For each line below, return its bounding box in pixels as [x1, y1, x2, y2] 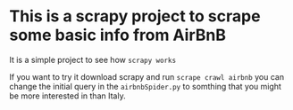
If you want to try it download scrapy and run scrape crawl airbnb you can [9, 71, 284, 82]
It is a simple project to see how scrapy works [9, 54, 177, 65]
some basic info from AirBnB [9, 25, 226, 45]
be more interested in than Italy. [9, 90, 127, 101]
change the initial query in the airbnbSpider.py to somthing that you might [9, 81, 281, 91]
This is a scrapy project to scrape [9, 6, 261, 27]
